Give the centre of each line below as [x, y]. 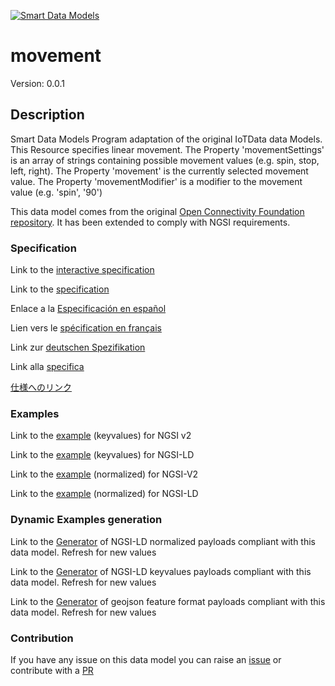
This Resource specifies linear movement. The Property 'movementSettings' [167, 149]
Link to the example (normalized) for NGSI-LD [104, 494]
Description [47, 115]
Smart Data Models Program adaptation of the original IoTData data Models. [166, 139]
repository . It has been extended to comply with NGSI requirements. [150, 222]
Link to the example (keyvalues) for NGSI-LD [102, 455]
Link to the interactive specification [82, 270]
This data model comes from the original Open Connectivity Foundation [157, 211]
